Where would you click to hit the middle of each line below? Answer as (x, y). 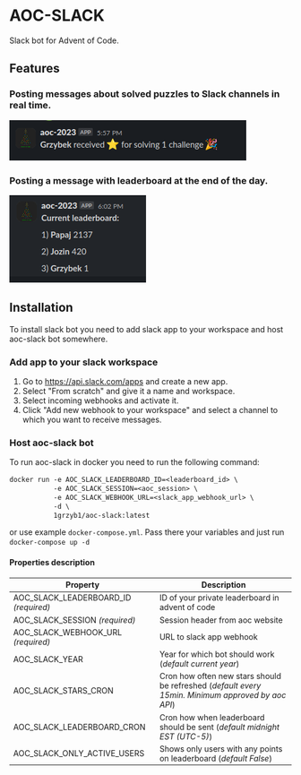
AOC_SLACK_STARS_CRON (63, 690)
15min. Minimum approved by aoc (223, 695)
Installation (41, 308)
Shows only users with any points (221, 748)
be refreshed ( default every (211, 685)
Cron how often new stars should (221, 676)
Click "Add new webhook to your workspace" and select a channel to (150, 410)
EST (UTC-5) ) (186, 736)
